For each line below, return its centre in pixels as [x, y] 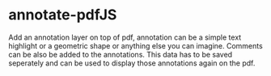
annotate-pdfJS [63, 15]
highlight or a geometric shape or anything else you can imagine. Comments [135, 45]
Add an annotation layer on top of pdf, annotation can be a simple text [125, 37]
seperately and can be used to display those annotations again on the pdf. [132, 63]
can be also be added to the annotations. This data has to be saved [121, 54]
